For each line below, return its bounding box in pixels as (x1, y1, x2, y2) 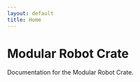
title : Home (7, 16, 41, 23)
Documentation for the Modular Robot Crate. (7, 68, 134, 77)
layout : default (7, 10, 54, 17)
